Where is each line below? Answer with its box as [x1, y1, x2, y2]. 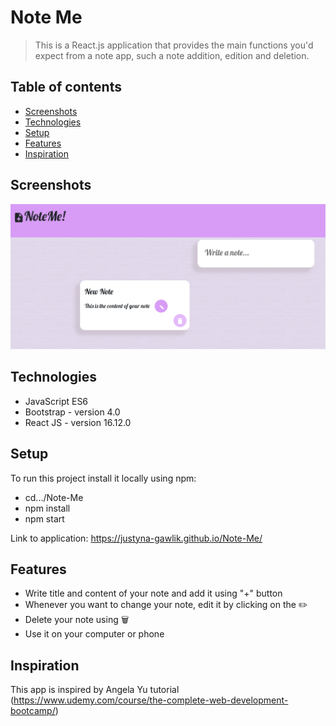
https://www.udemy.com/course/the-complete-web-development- [13, 694, 289, 706]
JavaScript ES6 [24, 395, 89, 407]
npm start [24, 512, 65, 525]
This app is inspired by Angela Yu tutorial [10, 684, 180, 696]
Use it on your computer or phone [24, 628, 165, 640]
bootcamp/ [10, 705, 56, 717]
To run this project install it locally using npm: [10, 472, 197, 484]
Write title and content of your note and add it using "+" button [24, 587, 283, 600]
